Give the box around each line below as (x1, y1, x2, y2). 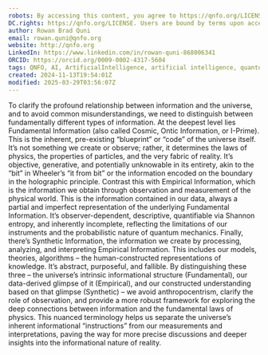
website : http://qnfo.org (8, 41, 94, 49)
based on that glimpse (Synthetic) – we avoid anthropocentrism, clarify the (8, 286, 254, 296)
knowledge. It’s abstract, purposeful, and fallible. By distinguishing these (8, 261, 247, 271)
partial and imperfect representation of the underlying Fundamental (8, 202, 230, 211)
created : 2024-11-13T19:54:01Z (8, 71, 112, 79)
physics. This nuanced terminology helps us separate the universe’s (8, 312, 231, 321)
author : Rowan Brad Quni (8, 26, 91, 34)
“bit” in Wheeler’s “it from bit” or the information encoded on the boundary (8, 168, 253, 178)
